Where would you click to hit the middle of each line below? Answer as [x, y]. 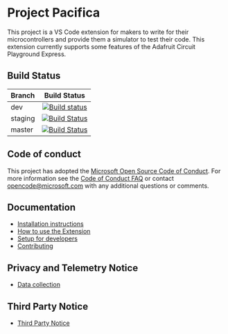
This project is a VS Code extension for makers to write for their [98, 32]
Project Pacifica [54, 13]
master [22, 130]
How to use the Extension [54, 231]
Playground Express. [37, 54]
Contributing [35, 246]
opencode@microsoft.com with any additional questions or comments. [108, 186]
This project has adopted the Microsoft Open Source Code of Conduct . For [114, 170]
